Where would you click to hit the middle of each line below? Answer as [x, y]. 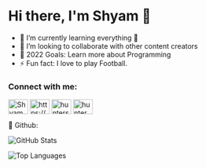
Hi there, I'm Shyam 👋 [80, 16]
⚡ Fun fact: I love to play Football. [74, 63]
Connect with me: [43, 86]
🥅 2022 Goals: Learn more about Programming [95, 54]
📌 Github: [23, 126]
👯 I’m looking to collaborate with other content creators [109, 46]
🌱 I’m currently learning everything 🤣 [79, 38]
